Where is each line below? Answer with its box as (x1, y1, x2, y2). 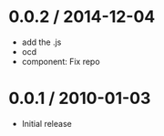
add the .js (21, 37, 62, 47)
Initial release (21, 118, 72, 129)
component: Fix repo (21, 56, 101, 67)
